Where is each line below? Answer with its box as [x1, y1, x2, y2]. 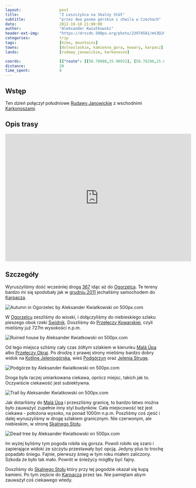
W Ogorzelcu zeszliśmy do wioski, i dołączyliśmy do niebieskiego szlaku [5, 314, 156, 320]
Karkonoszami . [5, 105, 36, 111]
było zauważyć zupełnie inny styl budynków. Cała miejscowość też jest [5, 404, 153, 411]
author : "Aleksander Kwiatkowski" [5, 26, 114, 31]
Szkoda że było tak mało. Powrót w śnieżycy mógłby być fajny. [5, 456, 136, 462]
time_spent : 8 [5, 68, 62, 73]
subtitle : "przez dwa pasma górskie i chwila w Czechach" [5, 17, 161, 22]
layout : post [5, 7, 69, 13]
